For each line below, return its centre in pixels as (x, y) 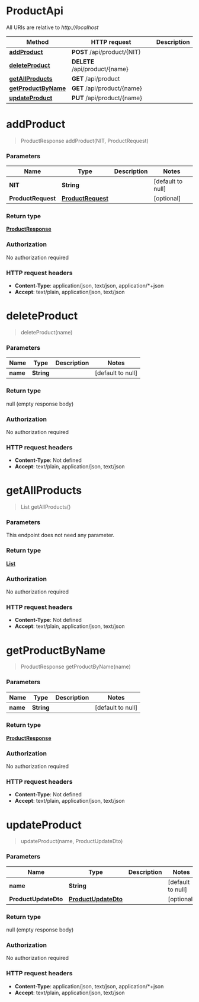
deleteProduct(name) (46, 332)
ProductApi (35, 11)
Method (38, 42)
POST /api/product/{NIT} (106, 52)
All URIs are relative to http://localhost (52, 27)
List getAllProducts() (46, 507)
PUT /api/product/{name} (107, 98)
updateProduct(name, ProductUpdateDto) (72, 841)
